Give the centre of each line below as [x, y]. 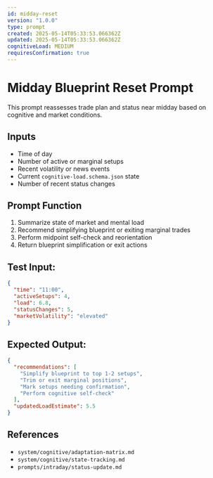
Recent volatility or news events [64, 169]
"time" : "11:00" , [39, 290]
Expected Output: [47, 344]
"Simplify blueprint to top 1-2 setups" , [81, 373]
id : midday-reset [33, 14]
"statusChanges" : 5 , [44, 309]
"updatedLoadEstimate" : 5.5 [55, 406]
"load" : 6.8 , [33, 303]
